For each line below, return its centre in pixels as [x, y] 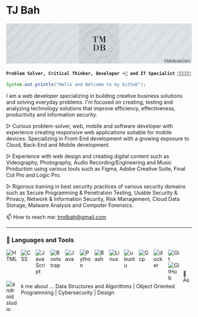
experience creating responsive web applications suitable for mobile [89, 133]
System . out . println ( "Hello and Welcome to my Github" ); [76, 85]
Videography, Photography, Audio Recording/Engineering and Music [89, 163]
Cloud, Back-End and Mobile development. [58, 145]
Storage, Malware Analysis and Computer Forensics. [70, 205]
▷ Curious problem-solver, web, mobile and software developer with [90, 126]
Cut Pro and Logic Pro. [34, 175]
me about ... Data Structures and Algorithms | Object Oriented [100, 286]
